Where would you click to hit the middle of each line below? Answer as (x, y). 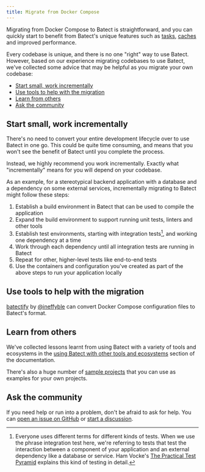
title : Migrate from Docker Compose (53, 12)
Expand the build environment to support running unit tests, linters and (104, 220)
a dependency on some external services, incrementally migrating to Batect (101, 188)
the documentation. (31, 360)
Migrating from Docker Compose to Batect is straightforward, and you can (99, 29)
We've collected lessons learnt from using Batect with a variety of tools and (101, 347)
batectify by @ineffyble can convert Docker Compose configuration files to (101, 307)
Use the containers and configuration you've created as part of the (99, 266)
